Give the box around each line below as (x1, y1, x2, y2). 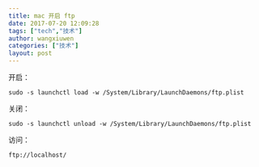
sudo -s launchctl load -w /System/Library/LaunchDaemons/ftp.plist (8, 89, 244, 97)
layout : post (8, 49, 53, 57)
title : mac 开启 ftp (8, 11, 75, 20)
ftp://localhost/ (8, 151, 67, 159)
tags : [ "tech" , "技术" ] (8, 27, 83, 35)
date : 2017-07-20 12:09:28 (8, 19, 100, 27)
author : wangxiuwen (8, 34, 74, 43)
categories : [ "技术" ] (8, 42, 79, 50)
